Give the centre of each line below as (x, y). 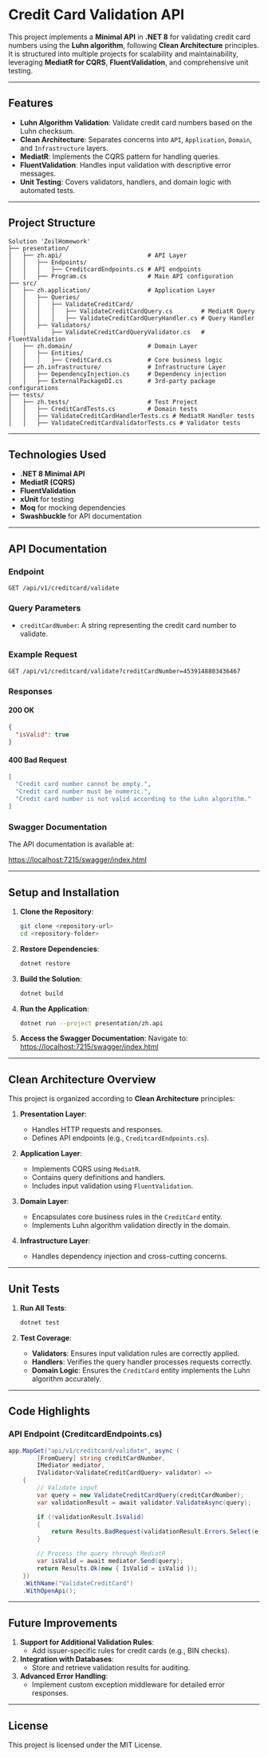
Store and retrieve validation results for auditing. (111, 1668)
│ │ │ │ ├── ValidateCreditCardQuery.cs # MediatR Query (132, 311)
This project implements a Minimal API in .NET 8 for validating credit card (130, 37)
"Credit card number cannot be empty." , (83, 784)
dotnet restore (45, 963)
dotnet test (39, 1323)
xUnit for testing (47, 499)
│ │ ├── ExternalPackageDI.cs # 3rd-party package (112, 381)
